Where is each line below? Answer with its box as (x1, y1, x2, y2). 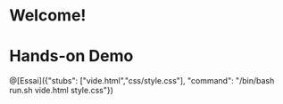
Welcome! (9, 5, 87, 26)
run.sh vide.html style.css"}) (9, 85, 114, 96)
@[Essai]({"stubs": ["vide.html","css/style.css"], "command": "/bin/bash (9, 76, 275, 86)
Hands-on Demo (9, 46, 134, 67)
